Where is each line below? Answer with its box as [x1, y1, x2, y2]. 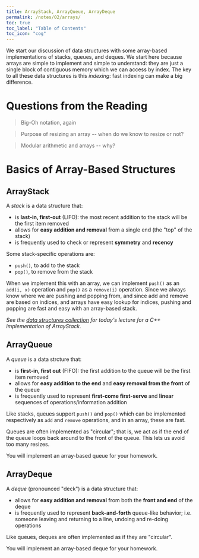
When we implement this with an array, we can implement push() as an [6, 280, 180, 287]
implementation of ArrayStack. [6, 323, 81, 330]
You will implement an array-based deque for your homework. [6, 544, 158, 552]
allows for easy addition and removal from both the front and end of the [14, 496, 193, 503]
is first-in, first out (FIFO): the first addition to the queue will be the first [14, 367, 191, 374]
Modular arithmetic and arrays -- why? [20, 142, 116, 149]
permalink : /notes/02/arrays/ [6, 14, 81, 20]
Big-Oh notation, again [20, 119, 77, 126]
